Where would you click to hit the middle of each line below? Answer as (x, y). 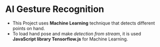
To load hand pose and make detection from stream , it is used (77, 33)
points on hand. (29, 28)
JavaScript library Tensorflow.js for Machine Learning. (70, 39)
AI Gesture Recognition (55, 9)
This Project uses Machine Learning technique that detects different (84, 23)
